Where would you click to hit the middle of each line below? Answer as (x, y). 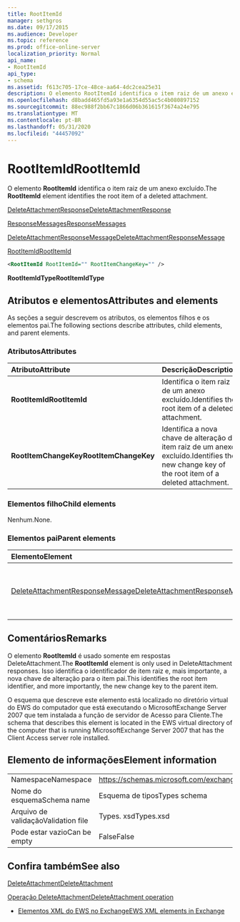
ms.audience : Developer (43, 34)
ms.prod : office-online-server (54, 47)
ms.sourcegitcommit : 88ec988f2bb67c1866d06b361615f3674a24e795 (104, 107)
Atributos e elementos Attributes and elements (113, 300)
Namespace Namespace (51, 779)
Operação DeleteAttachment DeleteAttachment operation (90, 897)
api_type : (22, 74)
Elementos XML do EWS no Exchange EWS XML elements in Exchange (121, 911)
